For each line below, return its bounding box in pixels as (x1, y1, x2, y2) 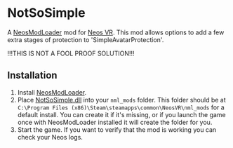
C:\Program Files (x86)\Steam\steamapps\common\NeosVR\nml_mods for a (17, 103, 225, 112)
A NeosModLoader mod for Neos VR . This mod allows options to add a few (7, 28, 225, 36)
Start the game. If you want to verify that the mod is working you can (17, 125, 217, 134)
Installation (7, 69, 58, 81)
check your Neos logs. (17, 133, 83, 141)
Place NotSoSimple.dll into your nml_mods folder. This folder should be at (17, 95, 226, 104)
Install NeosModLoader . (17, 88, 87, 96)
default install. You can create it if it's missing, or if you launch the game (17, 110, 226, 119)
